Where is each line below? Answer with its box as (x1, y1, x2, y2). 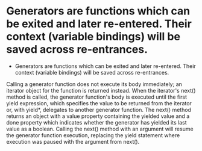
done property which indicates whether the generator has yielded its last (6, 119, 187, 126)
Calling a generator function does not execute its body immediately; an (6, 80, 183, 88)
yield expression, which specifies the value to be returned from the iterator (6, 99, 192, 106)
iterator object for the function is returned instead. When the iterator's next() (6, 87, 196, 94)
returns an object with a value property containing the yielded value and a (6, 112, 190, 120)
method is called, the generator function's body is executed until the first (6, 93, 188, 100)
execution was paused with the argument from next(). (6, 138, 140, 145)
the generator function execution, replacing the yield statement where (6, 131, 180, 139)
